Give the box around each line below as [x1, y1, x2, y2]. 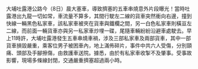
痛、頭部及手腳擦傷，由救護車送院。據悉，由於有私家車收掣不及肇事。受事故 [6, 50, 192, 56]
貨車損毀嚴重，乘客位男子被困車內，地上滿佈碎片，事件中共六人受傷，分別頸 [6, 42, 192, 49]
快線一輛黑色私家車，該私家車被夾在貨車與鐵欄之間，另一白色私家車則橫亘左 [6, 20, 192, 27]
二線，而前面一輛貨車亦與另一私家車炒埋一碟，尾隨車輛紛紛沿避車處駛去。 [6, 27, 187, 34]
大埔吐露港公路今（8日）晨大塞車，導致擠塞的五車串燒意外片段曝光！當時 [6, 5, 185, 12]
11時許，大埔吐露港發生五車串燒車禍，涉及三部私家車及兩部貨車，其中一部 [11, 35, 192, 41]
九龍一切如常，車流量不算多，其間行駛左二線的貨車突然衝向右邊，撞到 [21, 12, 192, 19]
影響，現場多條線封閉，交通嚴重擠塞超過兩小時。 [6, 57, 125, 64]
